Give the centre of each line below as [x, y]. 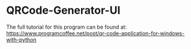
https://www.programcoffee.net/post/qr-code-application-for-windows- [95, 33]
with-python [22, 39]
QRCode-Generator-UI [63, 10]
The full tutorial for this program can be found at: [67, 27]
